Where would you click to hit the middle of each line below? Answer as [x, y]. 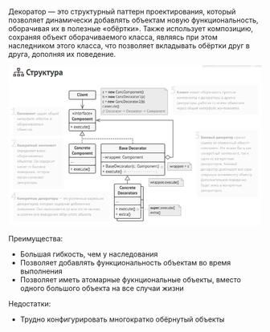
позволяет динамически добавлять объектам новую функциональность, [133, 20]
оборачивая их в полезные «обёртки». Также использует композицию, [131, 28]
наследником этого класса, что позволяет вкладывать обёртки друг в [129, 46]
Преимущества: [36, 239]
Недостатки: [30, 304]
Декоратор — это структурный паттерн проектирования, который [122, 12]
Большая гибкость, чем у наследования [89, 254]
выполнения [41, 271]
